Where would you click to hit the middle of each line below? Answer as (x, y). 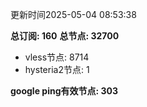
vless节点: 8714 (57, 57)
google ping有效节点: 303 (64, 91)
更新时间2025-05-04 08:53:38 (73, 14)
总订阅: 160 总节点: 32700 (65, 36)
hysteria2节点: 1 (57, 69)
